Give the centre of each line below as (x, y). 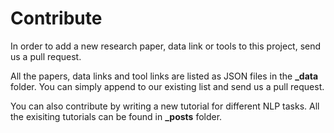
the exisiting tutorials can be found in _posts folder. (116, 116)
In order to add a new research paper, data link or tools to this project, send (166, 46)
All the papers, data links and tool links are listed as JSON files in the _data (164, 76)
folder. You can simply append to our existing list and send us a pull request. (167, 86)
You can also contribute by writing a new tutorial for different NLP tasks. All (165, 106)
